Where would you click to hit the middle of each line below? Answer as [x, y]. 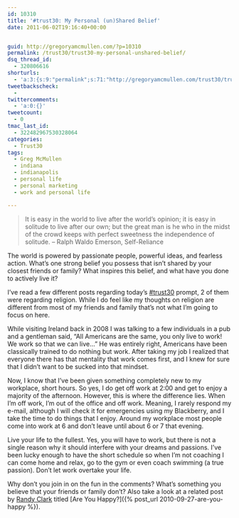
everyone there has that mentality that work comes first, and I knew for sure [118, 359]
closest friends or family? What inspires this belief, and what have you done [118, 270]
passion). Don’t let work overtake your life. [69, 470]
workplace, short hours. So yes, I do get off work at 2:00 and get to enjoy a [117, 388]
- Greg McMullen [38, 159]
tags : [15, 153]
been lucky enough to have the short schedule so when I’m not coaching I [116, 454]
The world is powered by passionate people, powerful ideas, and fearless [115, 255]
